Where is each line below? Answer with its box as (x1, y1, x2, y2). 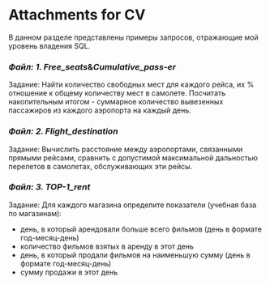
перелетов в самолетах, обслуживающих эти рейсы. (8, 161, 193, 171)
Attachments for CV (8, 6, 146, 24)
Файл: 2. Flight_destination (8, 125, 119, 137)
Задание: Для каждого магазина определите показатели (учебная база (8, 200, 257, 210)
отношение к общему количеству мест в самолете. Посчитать (8, 88, 226, 98)
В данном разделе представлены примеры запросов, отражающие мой (8, 32, 259, 42)
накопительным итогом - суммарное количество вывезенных (8, 97, 224, 107)
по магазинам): (8, 208, 62, 218)
